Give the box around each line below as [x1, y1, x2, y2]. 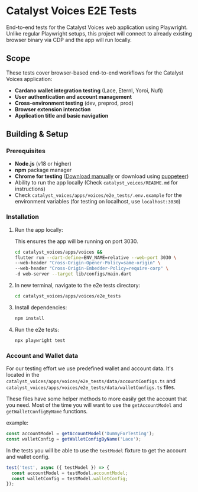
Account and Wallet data [6, 351, 79, 360]
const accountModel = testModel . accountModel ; [11, 470, 128, 476]
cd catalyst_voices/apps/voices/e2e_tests [14, 293, 121, 299]
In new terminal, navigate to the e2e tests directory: [14, 282, 141, 289]
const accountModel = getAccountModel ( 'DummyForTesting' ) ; [6, 430, 155, 437]
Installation [6, 213, 40, 221]
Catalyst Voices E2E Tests [6, 4, 137, 18]
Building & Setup [6, 129, 69, 140]
